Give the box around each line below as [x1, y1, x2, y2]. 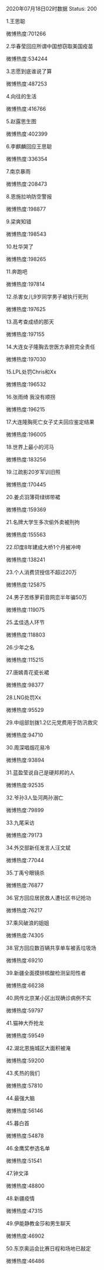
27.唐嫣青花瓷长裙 [6, 669, 49, 676]
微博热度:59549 [6, 1032, 45, 1039]
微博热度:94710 [6, 731, 43, 738]
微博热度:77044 [6, 857, 44, 863]
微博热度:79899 [6, 807, 44, 813]
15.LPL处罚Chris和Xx [6, 368, 57, 375]
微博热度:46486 [6, 1258, 45, 1264]
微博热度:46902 [6, 1232, 45, 1239]
